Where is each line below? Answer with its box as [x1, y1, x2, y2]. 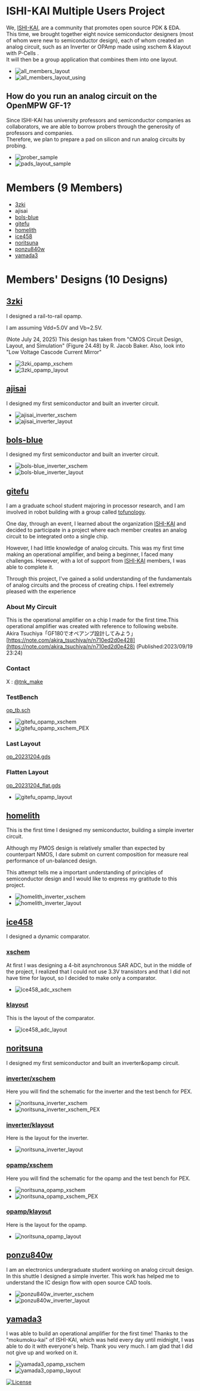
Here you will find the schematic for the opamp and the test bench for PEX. [6, 1175, 191, 1182]
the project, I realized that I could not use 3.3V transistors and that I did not [6, 968, 190, 975]
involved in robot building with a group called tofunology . [6, 508, 146, 516]
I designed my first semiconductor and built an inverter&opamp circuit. [6, 1059, 180, 1066]
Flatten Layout [6, 768, 49, 777]
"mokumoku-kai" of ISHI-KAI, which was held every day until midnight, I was [6, 1336, 195, 1344]
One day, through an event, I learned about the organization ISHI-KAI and [6, 520, 186, 527]
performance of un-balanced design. [6, 857, 97, 864]
